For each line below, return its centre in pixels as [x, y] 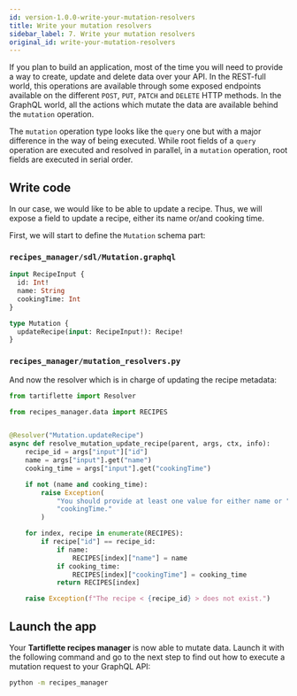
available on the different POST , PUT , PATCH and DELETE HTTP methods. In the [145, 96]
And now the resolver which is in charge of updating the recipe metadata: [143, 379]
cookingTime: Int [49, 299]
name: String [41, 291]
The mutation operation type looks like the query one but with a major [135, 131]
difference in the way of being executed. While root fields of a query [133, 141]
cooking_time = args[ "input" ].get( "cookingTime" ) [118, 468]
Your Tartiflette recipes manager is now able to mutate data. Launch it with [147, 647]
